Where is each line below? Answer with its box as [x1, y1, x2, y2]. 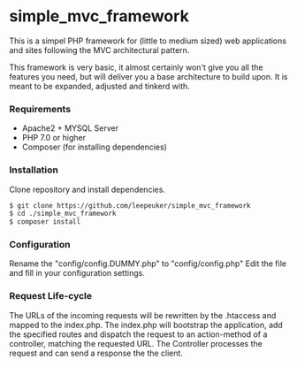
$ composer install [9, 218, 81, 226]
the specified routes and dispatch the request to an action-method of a [9, 329, 268, 340]
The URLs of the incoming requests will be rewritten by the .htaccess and [9, 310, 277, 320]
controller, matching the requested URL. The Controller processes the [9, 338, 263, 348]
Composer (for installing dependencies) [21, 141, 168, 152]
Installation [9, 164, 59, 176]
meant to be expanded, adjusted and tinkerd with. [9, 80, 190, 91]
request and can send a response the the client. [9, 348, 184, 358]
